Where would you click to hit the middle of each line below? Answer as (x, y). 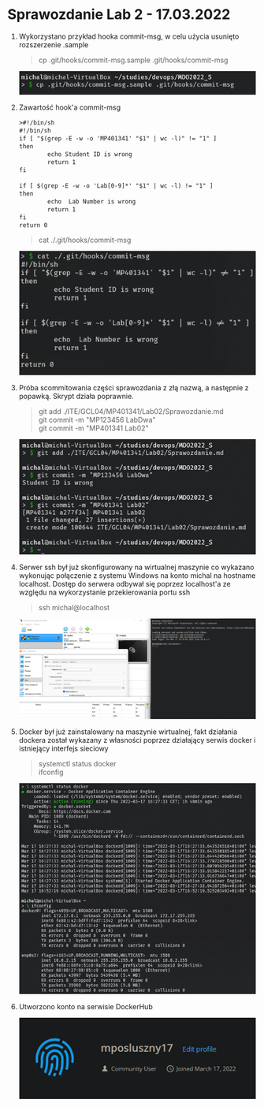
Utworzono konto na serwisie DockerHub (86, 1006)
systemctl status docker (77, 764)
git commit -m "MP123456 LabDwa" (97, 420)
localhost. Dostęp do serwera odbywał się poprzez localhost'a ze (125, 584)
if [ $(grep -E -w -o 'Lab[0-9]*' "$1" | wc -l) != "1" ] (116, 186)
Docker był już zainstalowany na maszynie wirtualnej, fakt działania (128, 732)
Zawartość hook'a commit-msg (70, 107)
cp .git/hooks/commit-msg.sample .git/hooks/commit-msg (133, 60)
